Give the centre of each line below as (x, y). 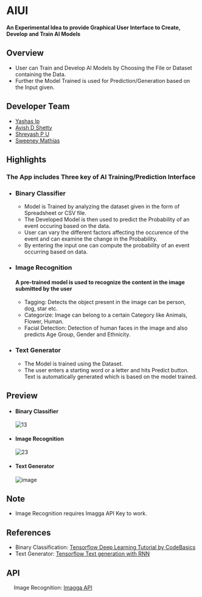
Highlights (26, 159)
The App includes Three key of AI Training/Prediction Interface (101, 177)
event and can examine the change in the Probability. (91, 239)
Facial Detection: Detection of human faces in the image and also (106, 328)
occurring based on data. (56, 252)
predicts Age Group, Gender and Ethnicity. (77, 334)
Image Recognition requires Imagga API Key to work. (81, 514)
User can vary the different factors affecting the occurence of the (106, 233)
